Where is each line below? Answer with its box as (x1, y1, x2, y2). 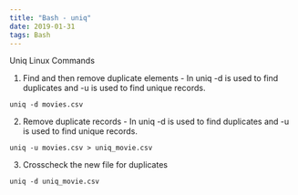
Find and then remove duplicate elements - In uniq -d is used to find (22, 73, 279, 84)
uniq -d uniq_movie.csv (9, 177, 100, 187)
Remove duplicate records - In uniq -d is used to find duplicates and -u (22, 116, 290, 128)
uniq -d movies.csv (9, 100, 84, 109)
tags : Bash (9, 30, 51, 39)
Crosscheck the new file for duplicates (22, 159, 169, 170)
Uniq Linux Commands (9, 56, 96, 67)
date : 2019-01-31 (9, 22, 76, 31)
